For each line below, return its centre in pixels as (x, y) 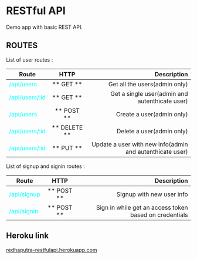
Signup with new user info (152, 194)
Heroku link (27, 236)
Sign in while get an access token (142, 207)
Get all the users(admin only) (148, 84)
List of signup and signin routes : (45, 166)
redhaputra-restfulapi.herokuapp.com (52, 250)
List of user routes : (30, 59)
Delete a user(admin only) (152, 131)
